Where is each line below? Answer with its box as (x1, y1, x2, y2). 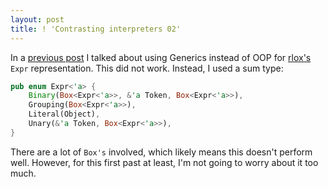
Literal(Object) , (28, 109, 101, 120)
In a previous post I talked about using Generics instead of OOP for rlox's (10, 51, 312, 63)
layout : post (10, 14, 65, 25)
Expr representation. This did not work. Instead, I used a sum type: (10, 62, 284, 74)
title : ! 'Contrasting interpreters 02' (10, 24, 182, 34)
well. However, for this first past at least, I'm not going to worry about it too (10, 156, 319, 168)
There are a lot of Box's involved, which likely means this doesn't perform (10, 146, 313, 158)
